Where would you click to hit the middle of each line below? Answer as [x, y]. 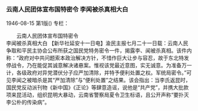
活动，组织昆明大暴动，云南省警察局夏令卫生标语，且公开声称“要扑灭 [105, 95]
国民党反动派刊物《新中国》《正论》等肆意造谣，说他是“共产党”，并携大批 [95, 87]
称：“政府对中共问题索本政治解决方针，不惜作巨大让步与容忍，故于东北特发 [98, 58]
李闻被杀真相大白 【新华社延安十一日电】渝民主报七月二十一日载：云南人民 [97, 43]
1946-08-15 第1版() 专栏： [38, 23]
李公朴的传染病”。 [28, 102]
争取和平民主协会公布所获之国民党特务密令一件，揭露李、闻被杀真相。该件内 [99, 51]
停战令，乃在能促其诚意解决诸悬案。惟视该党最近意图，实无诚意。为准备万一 [99, 66]
